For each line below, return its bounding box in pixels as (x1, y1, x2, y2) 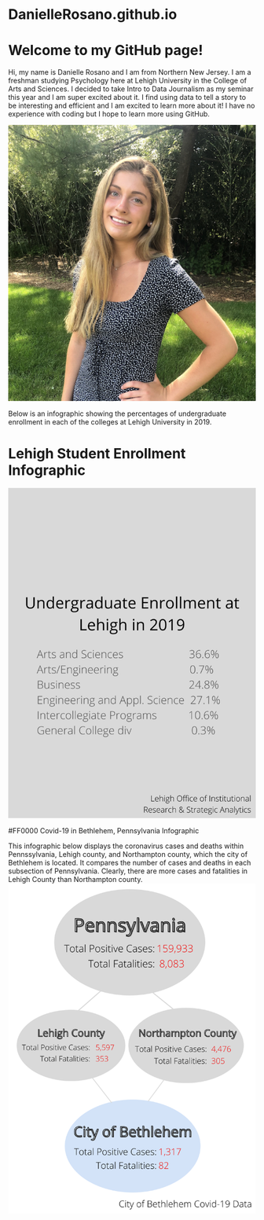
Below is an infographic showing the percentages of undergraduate (8, 409, 226, 418)
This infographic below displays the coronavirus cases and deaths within (8, 841, 244, 851)
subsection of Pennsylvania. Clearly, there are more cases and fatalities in (8, 866, 248, 876)
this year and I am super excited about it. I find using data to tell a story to (8, 93, 246, 102)
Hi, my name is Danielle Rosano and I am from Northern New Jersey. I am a (8, 68, 251, 77)
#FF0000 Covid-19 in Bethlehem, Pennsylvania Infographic (8, 825, 200, 835)
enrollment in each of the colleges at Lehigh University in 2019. (8, 417, 212, 426)
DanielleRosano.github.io (8, 6, 178, 24)
